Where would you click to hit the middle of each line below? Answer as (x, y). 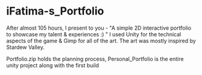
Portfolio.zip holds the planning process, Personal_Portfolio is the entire (95, 59)
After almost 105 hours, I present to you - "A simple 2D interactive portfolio (99, 28)
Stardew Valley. (26, 47)
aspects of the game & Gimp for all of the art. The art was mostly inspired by (101, 41)
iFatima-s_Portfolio (55, 11)
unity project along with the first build (53, 65)
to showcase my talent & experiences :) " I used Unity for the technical (94, 34)
